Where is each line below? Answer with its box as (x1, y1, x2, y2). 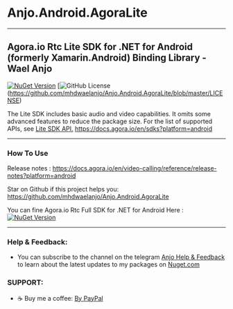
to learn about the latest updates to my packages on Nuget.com (17, 260, 200, 269)
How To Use (7, 148, 49, 158)
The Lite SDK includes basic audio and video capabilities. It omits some (7, 109, 212, 118)
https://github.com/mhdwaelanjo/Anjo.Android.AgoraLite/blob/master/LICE (9, 88, 223, 97)
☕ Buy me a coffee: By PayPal (17, 294, 103, 302)
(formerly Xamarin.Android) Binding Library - (7, 52, 207, 64)
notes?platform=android (7, 172, 76, 180)
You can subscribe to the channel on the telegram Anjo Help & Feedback (17, 253, 225, 262)
